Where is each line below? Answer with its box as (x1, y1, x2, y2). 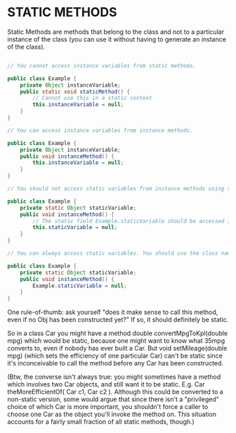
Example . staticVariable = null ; (32, 282, 128, 289)
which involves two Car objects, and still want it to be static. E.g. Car (7, 380, 205, 389)
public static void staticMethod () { (20, 88, 131, 95)
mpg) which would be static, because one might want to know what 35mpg (7, 337, 225, 345)
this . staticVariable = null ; (32, 224, 118, 231)
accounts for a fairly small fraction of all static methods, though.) (7, 418, 195, 426)
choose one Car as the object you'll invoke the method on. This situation (7, 410, 216, 419)
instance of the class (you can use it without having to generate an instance (7, 34, 227, 43)
